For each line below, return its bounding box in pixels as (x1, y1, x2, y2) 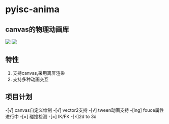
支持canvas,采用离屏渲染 (12, 70, 65, 76)
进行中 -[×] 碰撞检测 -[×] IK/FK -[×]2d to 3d (5, 113, 97, 119)
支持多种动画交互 (12, 76, 49, 82)
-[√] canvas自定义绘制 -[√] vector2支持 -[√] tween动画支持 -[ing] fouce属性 (5, 107, 164, 113)
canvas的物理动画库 (5, 25, 69, 34)
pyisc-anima (5, 4, 60, 15)
